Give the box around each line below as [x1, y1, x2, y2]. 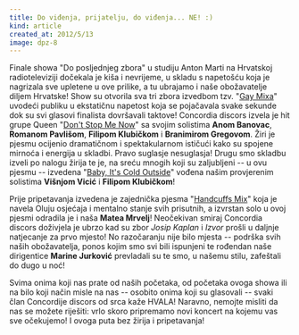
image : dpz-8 [9, 38, 58, 47]
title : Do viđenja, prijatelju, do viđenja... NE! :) [9, 13, 214, 22]
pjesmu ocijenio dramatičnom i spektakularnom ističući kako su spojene [9, 138, 274, 149]
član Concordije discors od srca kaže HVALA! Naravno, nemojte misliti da [9, 297, 278, 307]
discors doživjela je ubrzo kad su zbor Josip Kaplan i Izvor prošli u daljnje [9, 222, 279, 233]
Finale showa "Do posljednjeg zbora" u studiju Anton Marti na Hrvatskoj [9, 63, 273, 73]
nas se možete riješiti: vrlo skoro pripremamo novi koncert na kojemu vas [9, 306, 278, 317]
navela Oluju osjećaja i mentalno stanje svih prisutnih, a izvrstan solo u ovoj [9, 203, 287, 214]
